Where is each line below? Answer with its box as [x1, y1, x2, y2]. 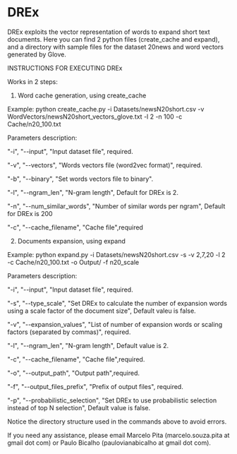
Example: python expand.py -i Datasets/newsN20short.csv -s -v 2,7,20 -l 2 [7, 250, 226, 258]
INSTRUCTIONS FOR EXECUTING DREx [7, 64, 123, 72]
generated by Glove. [7, 50, 67, 59]
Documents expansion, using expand [17, 237, 126, 245]
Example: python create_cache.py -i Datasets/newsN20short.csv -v [7, 104, 205, 113]
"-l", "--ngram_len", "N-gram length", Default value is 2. [7, 341, 169, 350]
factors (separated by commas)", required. [7, 328, 131, 336]
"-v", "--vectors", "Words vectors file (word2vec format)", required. [7, 160, 202, 169]
